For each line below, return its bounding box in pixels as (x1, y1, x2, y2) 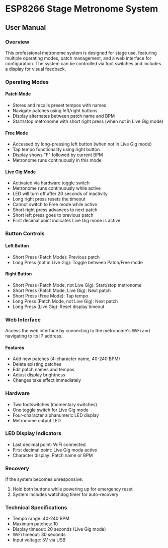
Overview (5, 38, 30, 45)
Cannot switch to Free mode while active (12, 202, 97, 208)
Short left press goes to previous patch (12, 212, 94, 218)
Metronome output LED (12, 417, 61, 423)
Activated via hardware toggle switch (12, 180, 90, 186)
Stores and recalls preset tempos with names (12, 102, 107, 108)
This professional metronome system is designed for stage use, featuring (5, 49, 157, 56)
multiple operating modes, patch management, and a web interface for (5, 55, 152, 61)
